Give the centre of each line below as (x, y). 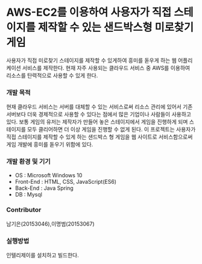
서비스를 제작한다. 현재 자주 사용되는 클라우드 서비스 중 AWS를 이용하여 (106, 68)
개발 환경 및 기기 (28, 162)
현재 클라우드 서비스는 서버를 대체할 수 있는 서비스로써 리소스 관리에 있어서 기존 (99, 107)
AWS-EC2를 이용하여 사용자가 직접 (89, 12)
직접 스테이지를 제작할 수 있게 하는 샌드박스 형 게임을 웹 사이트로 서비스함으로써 (99, 137)
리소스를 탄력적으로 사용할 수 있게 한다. (52, 75)
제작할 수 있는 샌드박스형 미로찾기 (116, 27)
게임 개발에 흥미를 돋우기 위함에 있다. (50, 145)
